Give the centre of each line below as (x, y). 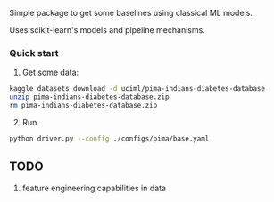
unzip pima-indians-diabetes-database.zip (89, 97)
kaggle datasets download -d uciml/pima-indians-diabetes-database (137, 89)
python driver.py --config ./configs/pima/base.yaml (109, 138)
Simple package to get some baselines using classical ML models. (131, 13)
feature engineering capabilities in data (94, 188)
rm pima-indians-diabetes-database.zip (83, 106)
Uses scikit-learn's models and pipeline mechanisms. (107, 30)
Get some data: (50, 73)
